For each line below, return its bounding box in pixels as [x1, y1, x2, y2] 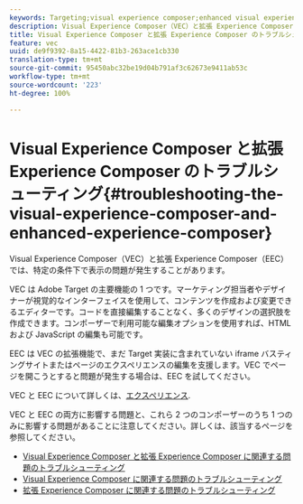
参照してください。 [9, 432, 81, 443]
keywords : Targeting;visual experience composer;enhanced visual [9, 13, 260, 23]
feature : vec [9, 38, 59, 48]
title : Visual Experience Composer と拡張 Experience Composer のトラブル [9, 30, 286, 39]
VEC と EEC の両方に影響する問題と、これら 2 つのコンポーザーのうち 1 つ [9, 409, 286, 420]
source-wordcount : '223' [9, 80, 103, 89]
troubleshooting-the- [120, 183, 284, 204]
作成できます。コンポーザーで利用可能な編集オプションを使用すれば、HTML [9, 318, 291, 329]
